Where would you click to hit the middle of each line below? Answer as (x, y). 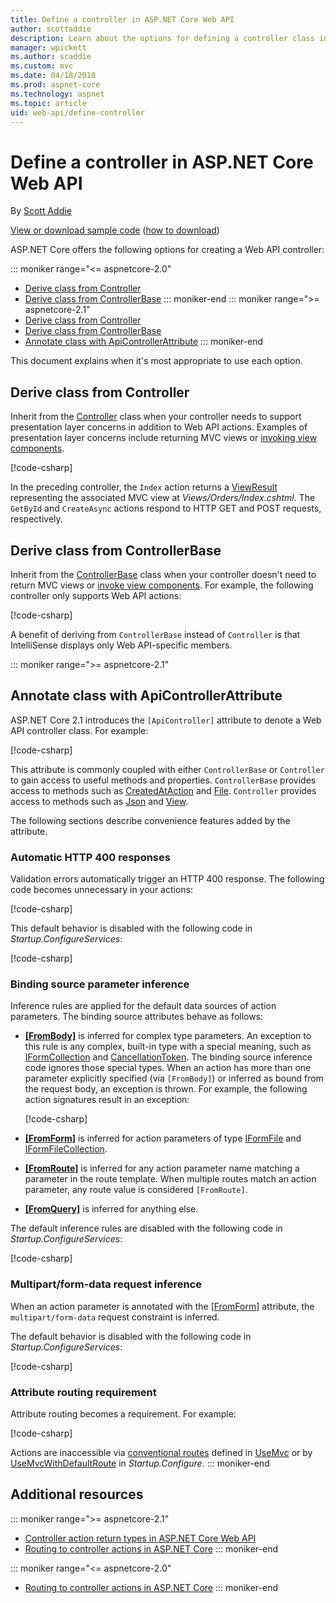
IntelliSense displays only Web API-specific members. (121, 645)
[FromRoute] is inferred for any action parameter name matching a (162, 1168)
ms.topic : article (48, 103)
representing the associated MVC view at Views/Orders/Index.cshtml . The (163, 498)
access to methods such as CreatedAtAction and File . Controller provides (163, 790)
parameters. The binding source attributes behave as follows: (137, 1017)
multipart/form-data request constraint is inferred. (115, 1317)
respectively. (36, 519)
